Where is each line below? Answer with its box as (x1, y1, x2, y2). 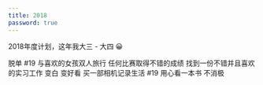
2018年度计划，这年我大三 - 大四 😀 (8, 41, 124, 51)
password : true (8, 19, 58, 27)
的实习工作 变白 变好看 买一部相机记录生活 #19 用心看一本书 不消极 (8, 68, 224, 77)
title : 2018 (8, 11, 47, 20)
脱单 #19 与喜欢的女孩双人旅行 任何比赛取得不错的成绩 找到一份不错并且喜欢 (8, 58, 255, 68)
